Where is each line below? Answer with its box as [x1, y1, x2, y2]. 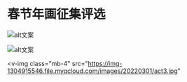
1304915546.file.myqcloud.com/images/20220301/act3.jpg [7, 67, 178, 75]
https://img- [88, 59, 123, 67]
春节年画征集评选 [7, 6, 106, 22]
